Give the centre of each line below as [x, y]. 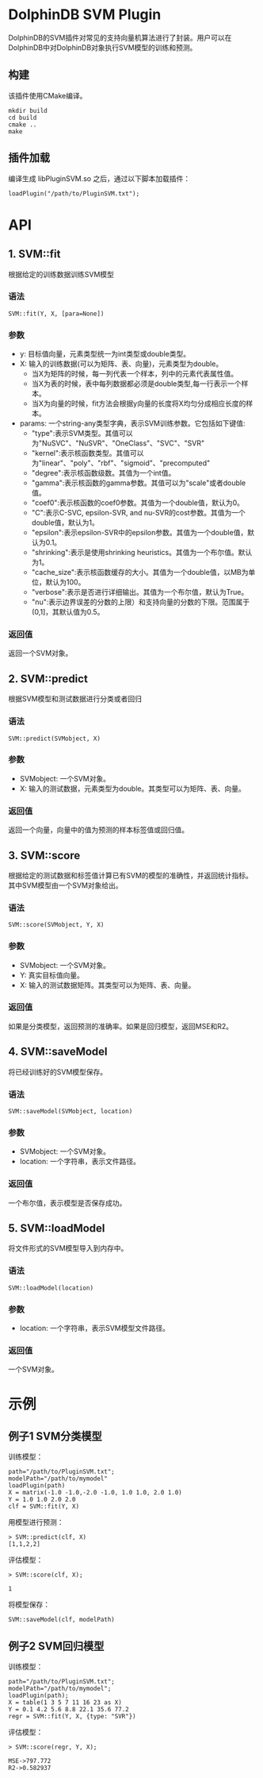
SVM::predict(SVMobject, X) [55, 739]
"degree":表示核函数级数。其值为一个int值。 [103, 473]
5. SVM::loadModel [57, 1228]
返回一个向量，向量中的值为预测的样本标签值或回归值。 [98, 830]
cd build [23, 118]
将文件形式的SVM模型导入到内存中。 [68, 1248]
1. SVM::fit [34, 255]
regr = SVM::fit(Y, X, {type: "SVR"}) [72, 1717]
